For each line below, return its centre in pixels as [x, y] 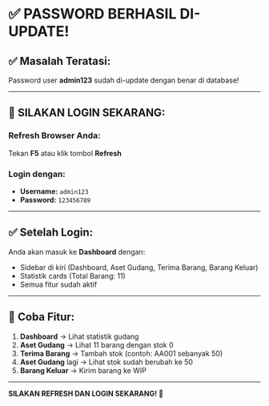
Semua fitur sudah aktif [58, 284]
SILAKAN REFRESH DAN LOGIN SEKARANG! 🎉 [86, 393]
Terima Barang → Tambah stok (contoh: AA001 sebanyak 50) [121, 353]
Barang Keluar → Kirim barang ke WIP [83, 370]
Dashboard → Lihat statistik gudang [79, 336]
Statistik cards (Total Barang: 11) [72, 275]
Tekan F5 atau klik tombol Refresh [65, 153]
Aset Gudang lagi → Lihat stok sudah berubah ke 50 [106, 362]
